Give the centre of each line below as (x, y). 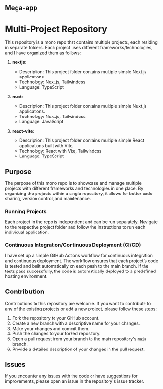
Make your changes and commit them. (51, 328)
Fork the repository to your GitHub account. (56, 318)
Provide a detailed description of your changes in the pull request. (78, 349)
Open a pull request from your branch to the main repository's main (79, 339)
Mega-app (21, 8)
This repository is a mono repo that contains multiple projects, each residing (81, 42)
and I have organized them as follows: (43, 53)
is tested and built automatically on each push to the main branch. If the (77, 266)
